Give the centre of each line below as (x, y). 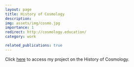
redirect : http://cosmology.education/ (46, 32)
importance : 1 (20, 28)
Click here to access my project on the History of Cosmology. (67, 59)
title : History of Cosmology (35, 14)
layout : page (18, 9)
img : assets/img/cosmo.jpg (33, 23)
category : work (21, 37)
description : (18, 18)
